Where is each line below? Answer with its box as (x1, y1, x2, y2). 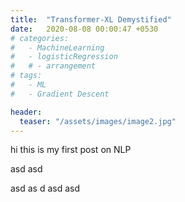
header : (10, 107, 43, 117)
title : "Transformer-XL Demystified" (10, 14, 172, 25)
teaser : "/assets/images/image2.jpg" (19, 116, 177, 126)
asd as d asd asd (10, 182, 81, 195)
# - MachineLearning (10, 42, 105, 53)
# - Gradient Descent (10, 89, 110, 99)
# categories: (10, 33, 70, 43)
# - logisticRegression (10, 52, 118, 62)
